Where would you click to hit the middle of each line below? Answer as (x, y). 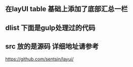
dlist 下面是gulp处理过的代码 (50, 27)
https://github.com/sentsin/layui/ (39, 59)
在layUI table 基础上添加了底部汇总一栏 (66, 9)
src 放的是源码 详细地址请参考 (52, 47)
